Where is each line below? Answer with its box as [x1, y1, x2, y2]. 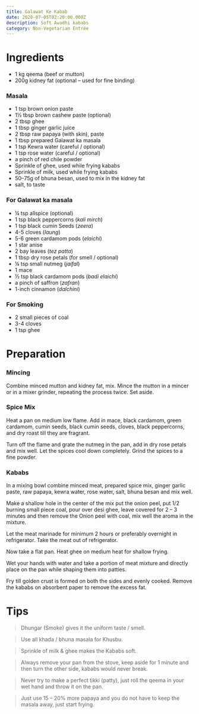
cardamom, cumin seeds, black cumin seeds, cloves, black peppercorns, [6, 423, 185, 430]
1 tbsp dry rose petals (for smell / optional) [14, 253, 119, 261]
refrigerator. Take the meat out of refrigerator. [6, 537, 118, 544]
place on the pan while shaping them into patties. [6, 566, 127, 573]
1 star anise [14, 241, 43, 248]
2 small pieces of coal [14, 314, 69, 321]
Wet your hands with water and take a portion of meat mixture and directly [6, 560, 188, 567]
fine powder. [6, 453, 37, 461]
